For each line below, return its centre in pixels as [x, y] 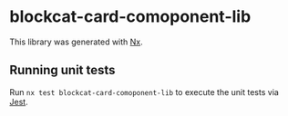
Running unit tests [62, 70]
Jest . [19, 101]
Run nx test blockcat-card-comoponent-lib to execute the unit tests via [144, 92]
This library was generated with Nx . [76, 42]
